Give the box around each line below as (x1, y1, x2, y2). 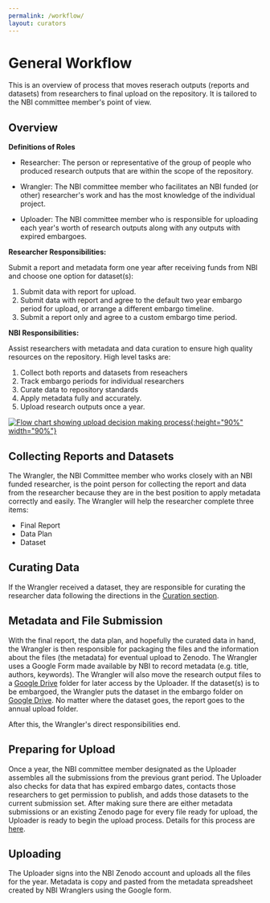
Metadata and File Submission (8, 614, 163, 628)
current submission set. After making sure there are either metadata (8, 798, 233, 808)
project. (19, 199, 46, 209)
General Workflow (8, 54, 133, 72)
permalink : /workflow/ (8, 11, 84, 20)
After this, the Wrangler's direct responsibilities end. (8, 719, 181, 729)
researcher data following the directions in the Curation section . (8, 590, 219, 600)
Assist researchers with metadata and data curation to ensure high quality (8, 343, 253, 354)
